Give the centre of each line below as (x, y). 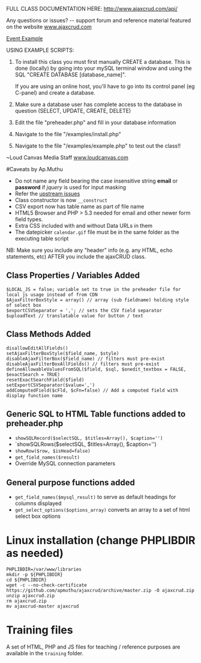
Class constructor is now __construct (61, 200)
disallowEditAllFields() (37, 348)
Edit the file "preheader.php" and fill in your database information (95, 122)
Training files (40, 630)
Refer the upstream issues (47, 193)
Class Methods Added (49, 334)
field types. (29, 219)
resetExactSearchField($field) (45, 380)
